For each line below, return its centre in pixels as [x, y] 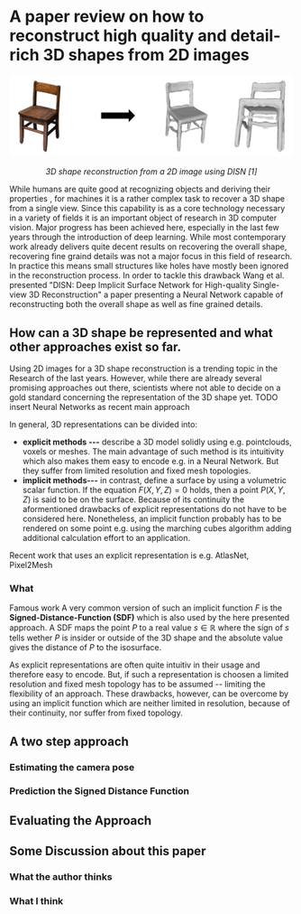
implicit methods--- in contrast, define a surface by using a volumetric [154, 480]
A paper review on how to [107, 17]
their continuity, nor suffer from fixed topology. [96, 713]
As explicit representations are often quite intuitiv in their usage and [135, 665]
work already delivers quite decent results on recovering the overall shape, [148, 247]
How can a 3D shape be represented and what [141, 333]
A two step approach [69, 741]
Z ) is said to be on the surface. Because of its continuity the [133, 499]
